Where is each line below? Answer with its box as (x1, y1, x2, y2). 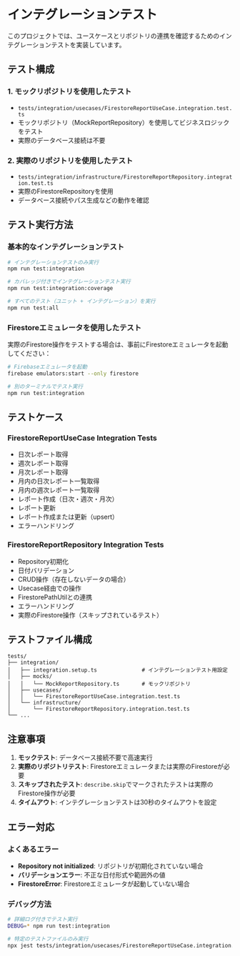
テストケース (7, 412, 64, 424)
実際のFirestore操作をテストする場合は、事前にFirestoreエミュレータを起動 (7, 340, 229, 349)
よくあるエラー (7, 844, 59, 854)
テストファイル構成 (7, 634, 92, 646)
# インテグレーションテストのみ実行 (7, 259, 99, 266)
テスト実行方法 (7, 219, 74, 231)
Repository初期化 (17, 557, 69, 565)
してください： (7, 349, 51, 358)
